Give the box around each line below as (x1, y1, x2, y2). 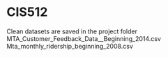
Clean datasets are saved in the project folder (6, 27, 137, 35)
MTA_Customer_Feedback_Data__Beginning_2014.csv (6, 34, 162, 42)
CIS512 (6, 4, 48, 20)
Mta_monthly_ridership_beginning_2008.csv (6, 42, 134, 50)
